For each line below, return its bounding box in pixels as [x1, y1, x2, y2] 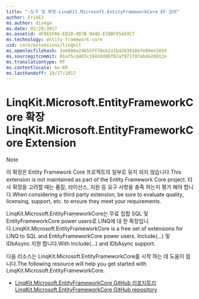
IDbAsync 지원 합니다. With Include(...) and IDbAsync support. [6, 240, 156, 247]
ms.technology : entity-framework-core [6, 37, 103, 43]
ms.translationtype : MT [6, 59, 66, 65]
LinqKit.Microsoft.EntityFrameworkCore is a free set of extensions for [12, 225, 183, 232]
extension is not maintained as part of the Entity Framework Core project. [6, 176, 186, 183]
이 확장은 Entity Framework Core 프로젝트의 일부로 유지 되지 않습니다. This [6, 168, 182, 176]
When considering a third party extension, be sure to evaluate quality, [12, 191, 184, 198]
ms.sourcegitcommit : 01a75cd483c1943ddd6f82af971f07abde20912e [6, 53, 167, 59]
